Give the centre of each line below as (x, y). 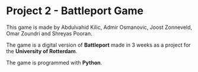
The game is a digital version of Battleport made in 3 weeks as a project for (98, 45)
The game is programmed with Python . (54, 63)
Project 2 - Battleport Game (75, 11)
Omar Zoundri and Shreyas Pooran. (49, 33)
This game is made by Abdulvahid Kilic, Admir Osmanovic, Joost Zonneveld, (99, 27)
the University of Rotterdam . (42, 51)
